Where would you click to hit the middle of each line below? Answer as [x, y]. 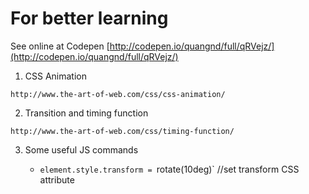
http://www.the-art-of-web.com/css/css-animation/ [118, 94]
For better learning [89, 18]
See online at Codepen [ [60, 46]
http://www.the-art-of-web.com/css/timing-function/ [122, 131]
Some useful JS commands [81, 149]
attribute [57, 179]
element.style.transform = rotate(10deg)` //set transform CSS [169, 169]
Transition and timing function [86, 113]
